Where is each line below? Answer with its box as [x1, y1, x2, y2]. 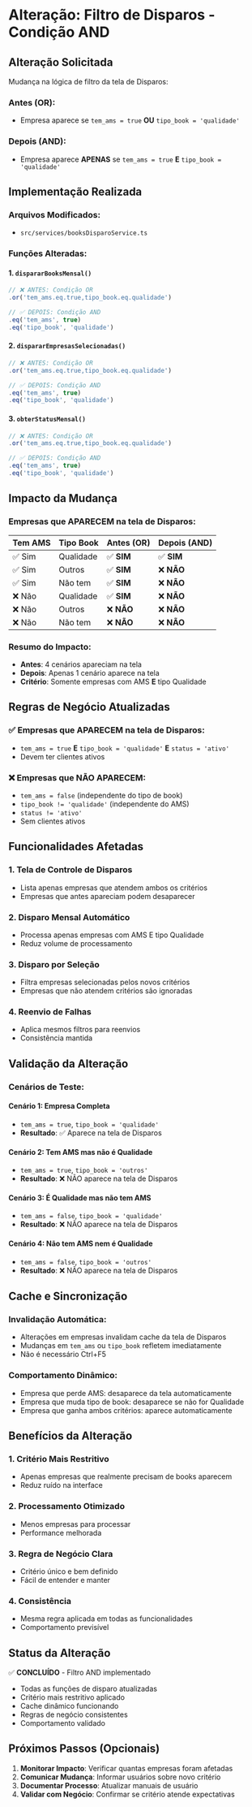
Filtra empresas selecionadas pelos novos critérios [19, 977, 190, 988]
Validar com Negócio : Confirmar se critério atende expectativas [19, 1789, 235, 1799]
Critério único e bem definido [19, 1566, 118, 1576]
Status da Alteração [8, 1646, 111, 1660]
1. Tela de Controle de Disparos [8, 864, 133, 875]
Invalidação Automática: [8, 1313, 107, 1325]
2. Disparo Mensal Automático [8, 911, 130, 923]
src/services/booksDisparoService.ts [19, 229, 148, 237]
